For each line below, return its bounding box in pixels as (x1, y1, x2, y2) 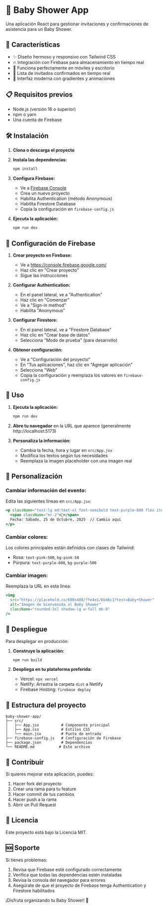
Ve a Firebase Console (20, 185, 66, 191)
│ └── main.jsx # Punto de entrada (5, 731, 101, 736)
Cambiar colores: (5, 533, 49, 540)
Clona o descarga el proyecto (12, 147, 75, 153)
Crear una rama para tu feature (12, 786, 76, 792)
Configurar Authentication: (12, 282, 70, 288)
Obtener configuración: (12, 347, 63, 353)
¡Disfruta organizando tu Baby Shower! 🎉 (5, 897, 89, 903)
